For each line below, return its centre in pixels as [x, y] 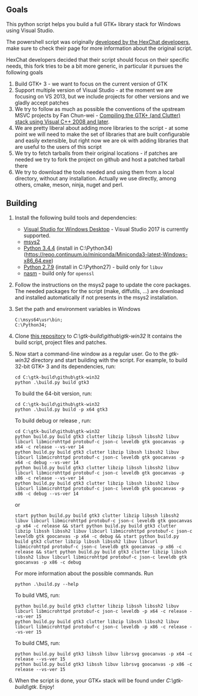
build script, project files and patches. [61, 342]
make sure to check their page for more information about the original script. [99, 48]
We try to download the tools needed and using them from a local [94, 172]
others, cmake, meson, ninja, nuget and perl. [69, 185]
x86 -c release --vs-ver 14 [49, 478]
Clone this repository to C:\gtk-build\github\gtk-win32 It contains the [98, 336]
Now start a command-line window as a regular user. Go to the [91, 354]
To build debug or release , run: [53, 420]
